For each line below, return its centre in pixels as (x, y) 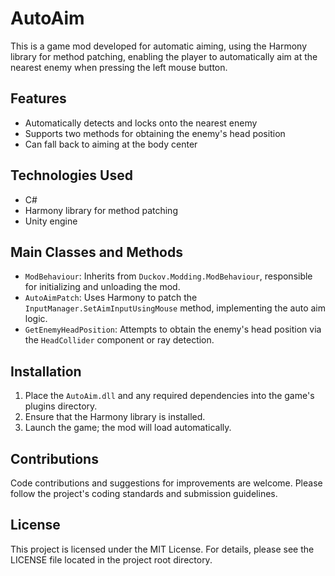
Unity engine (51, 221)
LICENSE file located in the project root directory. (111, 559)
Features (38, 98)
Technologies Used (71, 175)
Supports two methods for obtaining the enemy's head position (155, 133)
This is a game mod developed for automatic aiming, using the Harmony (159, 46)
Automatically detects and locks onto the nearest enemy (141, 123)
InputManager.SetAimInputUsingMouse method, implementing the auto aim (175, 308)
